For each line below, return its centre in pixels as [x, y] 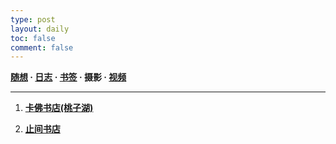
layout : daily [40, 29]
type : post [33, 19]
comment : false [42, 47]
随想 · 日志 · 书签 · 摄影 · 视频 [68, 77]
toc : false [33, 38]
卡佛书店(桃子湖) [59, 108]
